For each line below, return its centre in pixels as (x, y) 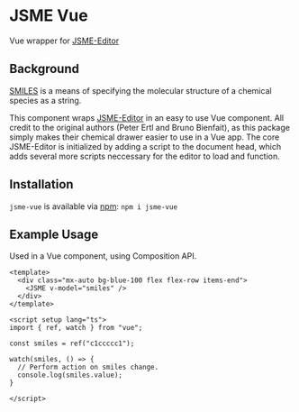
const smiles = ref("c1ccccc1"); (72, 343)
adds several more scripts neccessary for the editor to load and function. (145, 156)
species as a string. (45, 100)
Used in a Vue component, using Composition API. (103, 256)
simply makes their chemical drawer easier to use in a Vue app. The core (145, 137)
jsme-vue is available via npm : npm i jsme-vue (94, 206)
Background (44, 69)
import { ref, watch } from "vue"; (76, 328)
